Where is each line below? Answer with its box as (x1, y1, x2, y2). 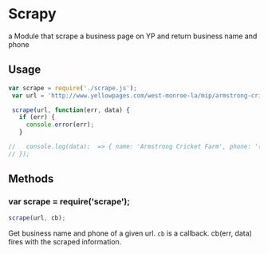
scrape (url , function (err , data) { (11, 105, 130, 114)
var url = (11, 91, 45, 100)
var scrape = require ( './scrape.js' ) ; (8, 84, 137, 92)
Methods (8, 173, 54, 186)
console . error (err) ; (26, 121, 94, 129)
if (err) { (18, 113, 56, 121)
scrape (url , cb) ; (8, 214, 66, 222)
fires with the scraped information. (8, 237, 122, 247)
